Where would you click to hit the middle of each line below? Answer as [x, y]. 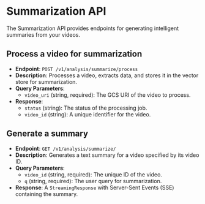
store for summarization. [46, 81]
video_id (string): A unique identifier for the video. [88, 114]
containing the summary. [47, 194]
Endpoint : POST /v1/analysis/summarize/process [76, 69]
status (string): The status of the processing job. [86, 108]
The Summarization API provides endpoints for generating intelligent [93, 28]
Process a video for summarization [74, 54]
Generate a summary [47, 134]
